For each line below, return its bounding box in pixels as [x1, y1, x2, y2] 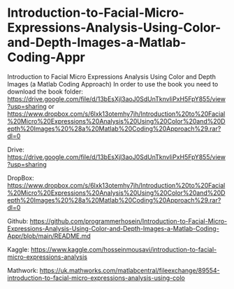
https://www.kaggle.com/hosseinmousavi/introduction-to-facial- [30, 245, 217, 253]
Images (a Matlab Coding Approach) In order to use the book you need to [7, 80, 219, 88]
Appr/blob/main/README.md [7, 232, 91, 240]
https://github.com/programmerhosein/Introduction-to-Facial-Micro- [29, 216, 228, 225]
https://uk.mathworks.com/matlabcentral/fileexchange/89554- [39, 266, 220, 274]
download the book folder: [7, 87, 84, 96]
